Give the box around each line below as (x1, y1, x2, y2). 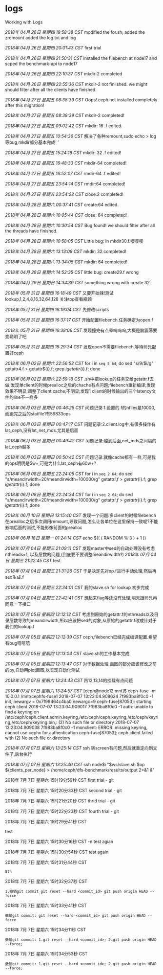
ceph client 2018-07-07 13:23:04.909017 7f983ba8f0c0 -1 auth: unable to (5, 703, 154, 709)
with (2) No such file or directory (5, 735, 71, 741)
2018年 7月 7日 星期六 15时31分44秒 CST (5, 859, 87, 865)
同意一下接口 (5, 601, 31, 607)
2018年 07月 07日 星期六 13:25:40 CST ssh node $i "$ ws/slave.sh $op (5, 761, 145, 767)
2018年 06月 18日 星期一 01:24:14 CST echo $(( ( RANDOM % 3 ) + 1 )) (5, 535, 146, 541)
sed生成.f (5, 574, 24, 580)
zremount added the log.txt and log (5, 35, 76, 41)
